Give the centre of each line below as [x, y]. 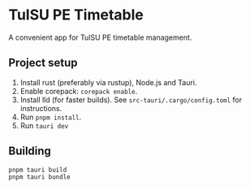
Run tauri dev [44, 125]
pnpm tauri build [38, 170]
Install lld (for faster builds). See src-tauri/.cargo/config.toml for [131, 100]
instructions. [41, 108]
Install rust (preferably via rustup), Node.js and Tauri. [108, 82]
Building [30, 151]
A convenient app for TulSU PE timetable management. [100, 37]
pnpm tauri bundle [39, 177]
